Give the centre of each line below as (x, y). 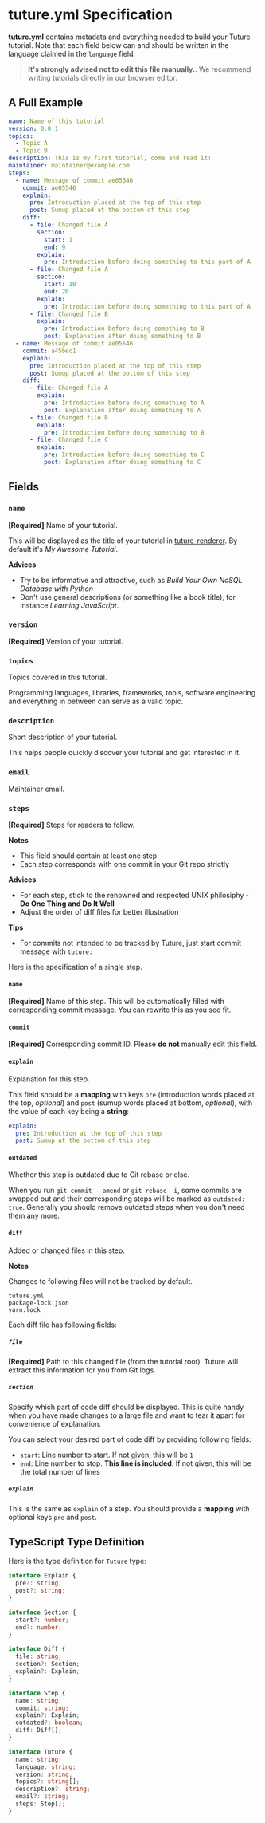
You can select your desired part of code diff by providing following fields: (130, 1439)
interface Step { (37, 1693)
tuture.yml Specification (90, 15)
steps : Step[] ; (41, 1804)
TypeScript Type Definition (76, 1542)
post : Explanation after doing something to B (122, 337)
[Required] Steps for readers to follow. (72, 825)
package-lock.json (39, 1303)
